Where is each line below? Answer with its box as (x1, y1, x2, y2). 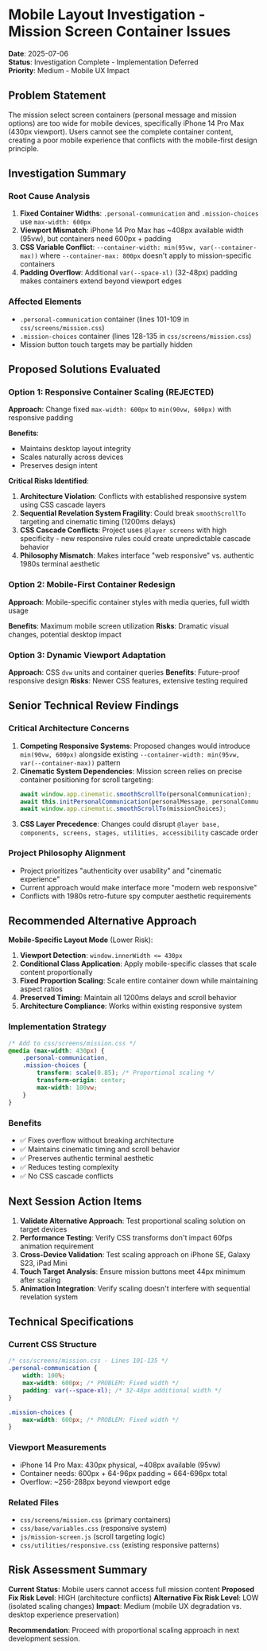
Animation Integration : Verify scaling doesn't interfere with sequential (19, 1283, 250, 1293)
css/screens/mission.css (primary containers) (19, 1514, 172, 1524)
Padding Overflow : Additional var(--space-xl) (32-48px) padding (19, 268, 238, 278)
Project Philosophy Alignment (8, 847, 126, 859)
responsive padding (8, 413, 74, 422)
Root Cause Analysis (8, 191, 91, 202)
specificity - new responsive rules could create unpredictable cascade (19, 534, 251, 543)
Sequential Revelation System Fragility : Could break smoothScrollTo (19, 508, 246, 518)
